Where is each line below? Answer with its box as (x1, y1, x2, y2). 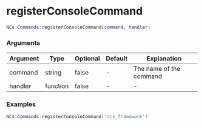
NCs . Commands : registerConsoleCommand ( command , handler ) (6, 24, 151, 30)
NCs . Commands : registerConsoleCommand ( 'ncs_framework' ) (6, 114, 148, 120)
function (45, 82, 69, 90)
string (45, 68, 62, 77)
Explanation (146, 55, 182, 63)
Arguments (6, 38, 41, 47)
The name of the (133, 65, 181, 73)
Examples (6, 100, 36, 108)
